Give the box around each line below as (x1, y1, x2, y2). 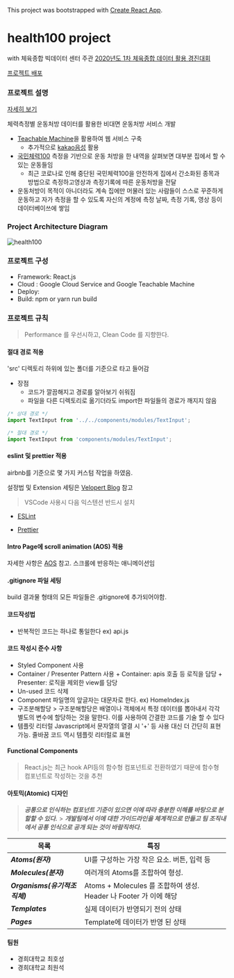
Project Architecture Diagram (7, 222, 108, 231)
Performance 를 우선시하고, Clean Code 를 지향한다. (24, 330, 169, 339)
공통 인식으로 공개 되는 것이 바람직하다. (37, 823, 142, 831)
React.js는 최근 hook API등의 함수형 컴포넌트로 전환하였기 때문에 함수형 (24, 763, 219, 772)
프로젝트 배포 (7, 69, 43, 77)
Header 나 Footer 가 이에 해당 (84, 891, 178, 901)
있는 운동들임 (17, 161, 53, 169)
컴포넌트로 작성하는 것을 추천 (24, 772, 103, 781)
